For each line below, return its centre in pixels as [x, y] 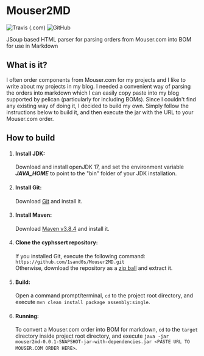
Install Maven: [33, 215]
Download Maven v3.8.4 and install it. [62, 228]
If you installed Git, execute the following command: [80, 256]
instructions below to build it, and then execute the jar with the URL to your [100, 112]
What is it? [27, 65]
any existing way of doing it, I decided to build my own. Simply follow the [97, 106]
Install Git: [28, 187]
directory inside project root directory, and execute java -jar [92, 336]
